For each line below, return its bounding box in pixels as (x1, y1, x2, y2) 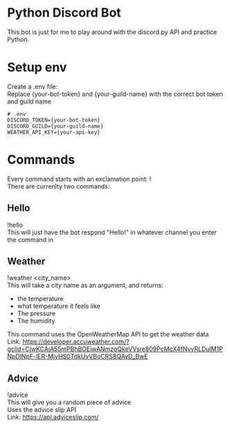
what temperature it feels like (17, 302, 100, 310)
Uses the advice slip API (7, 406, 77, 414)
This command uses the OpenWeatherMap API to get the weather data (7, 330, 209, 339)
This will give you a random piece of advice (7, 398, 132, 406)
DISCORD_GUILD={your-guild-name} (7, 123, 104, 130)
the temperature (17, 295, 64, 303)
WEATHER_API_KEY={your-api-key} (7, 128, 100, 136)
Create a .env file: (7, 82, 57, 91)
